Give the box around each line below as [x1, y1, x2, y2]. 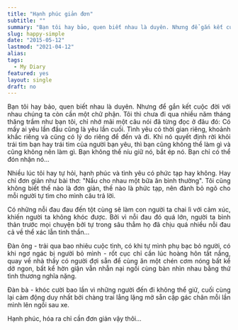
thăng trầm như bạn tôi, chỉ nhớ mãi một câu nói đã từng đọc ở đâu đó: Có [7, 118, 231, 126]
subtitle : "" [7, 17, 46, 24]
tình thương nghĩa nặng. [7, 272, 77, 280]
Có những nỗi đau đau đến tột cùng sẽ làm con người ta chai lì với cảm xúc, [7, 205, 231, 214]
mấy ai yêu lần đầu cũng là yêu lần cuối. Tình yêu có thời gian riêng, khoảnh [7, 125, 231, 133]
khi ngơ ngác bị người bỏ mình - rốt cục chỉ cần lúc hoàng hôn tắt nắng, [7, 249, 231, 258]
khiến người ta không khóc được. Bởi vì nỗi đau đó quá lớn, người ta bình [7, 213, 231, 221]
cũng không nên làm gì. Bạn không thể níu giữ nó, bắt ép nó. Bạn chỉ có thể [7, 148, 231, 156]
